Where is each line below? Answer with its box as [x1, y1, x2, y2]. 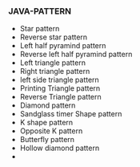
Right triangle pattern [19, 67, 90, 76]
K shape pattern [19, 118, 74, 128]
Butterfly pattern [19, 135, 74, 145]
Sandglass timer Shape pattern [19, 109, 122, 119]
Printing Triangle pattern [19, 83, 101, 93]
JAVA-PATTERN [8, 6, 72, 17]
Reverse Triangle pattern [19, 92, 102, 102]
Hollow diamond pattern [19, 143, 100, 153]
